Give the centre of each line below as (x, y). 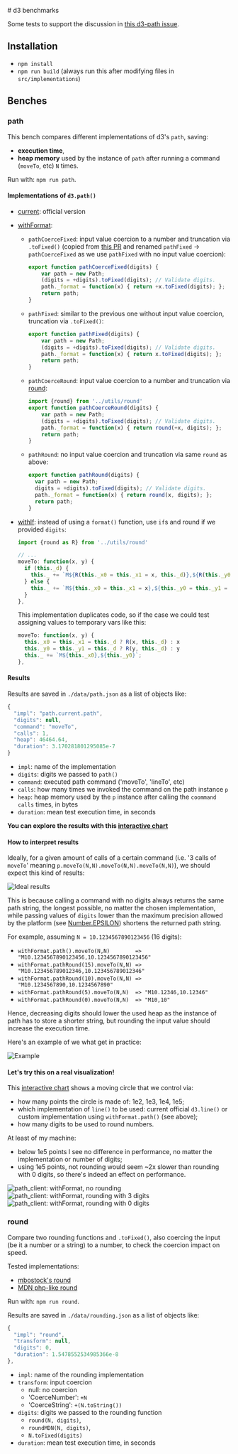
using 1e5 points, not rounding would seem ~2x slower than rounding (118, 1167)
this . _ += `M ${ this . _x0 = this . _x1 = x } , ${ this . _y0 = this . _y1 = (129, 588)
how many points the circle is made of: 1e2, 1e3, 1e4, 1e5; (101, 1102)
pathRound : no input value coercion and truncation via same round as (127, 455)
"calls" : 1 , (32, 733)
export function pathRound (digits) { (84, 475)
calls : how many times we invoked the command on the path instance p (123, 790)
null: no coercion (53, 1389)
